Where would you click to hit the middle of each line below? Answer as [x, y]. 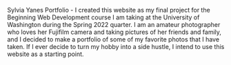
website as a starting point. [46, 54]
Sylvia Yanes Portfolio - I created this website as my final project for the [109, 10]
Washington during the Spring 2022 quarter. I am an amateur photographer [114, 25]
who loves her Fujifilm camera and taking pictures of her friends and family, [114, 32]
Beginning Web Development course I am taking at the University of [103, 17]
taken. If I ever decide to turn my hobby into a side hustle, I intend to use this [116, 47]
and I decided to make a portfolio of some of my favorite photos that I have [113, 39]
